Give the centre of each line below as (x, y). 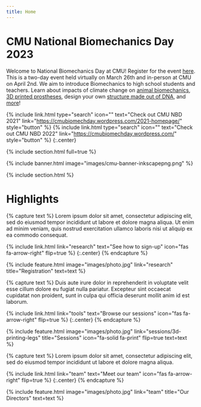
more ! (13, 103)
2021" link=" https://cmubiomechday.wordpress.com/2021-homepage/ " (94, 121)
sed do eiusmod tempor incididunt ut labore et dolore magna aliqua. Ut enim (100, 222)
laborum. (17, 301)
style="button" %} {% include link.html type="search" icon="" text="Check (100, 127)
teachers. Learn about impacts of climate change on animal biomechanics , (98, 90)
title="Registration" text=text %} (46, 271)
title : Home (21, 12)
